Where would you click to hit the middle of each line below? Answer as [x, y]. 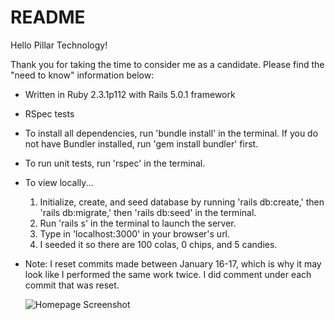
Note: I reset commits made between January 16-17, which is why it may [173, 263]
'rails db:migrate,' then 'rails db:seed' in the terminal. [148, 212]
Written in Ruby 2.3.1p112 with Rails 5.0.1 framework [130, 94]
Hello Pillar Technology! [59, 45]
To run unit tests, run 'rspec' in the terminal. [115, 163]
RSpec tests [49, 113]
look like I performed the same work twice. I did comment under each [168, 274]
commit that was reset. [72, 285]
